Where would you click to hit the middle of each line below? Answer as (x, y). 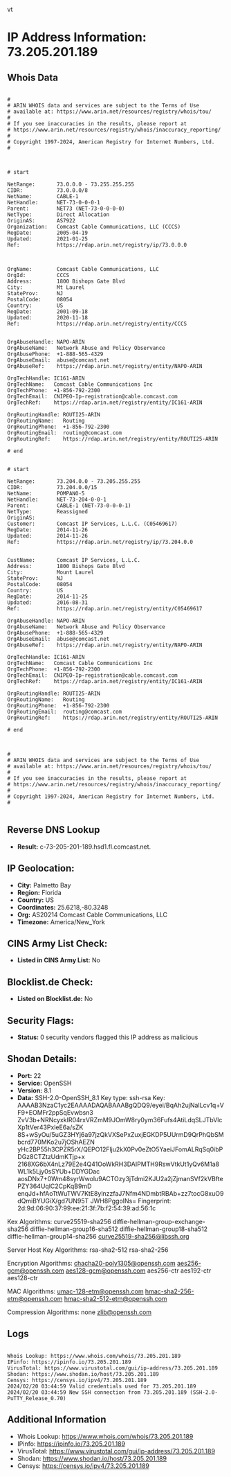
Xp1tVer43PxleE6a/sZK (50, 1127)
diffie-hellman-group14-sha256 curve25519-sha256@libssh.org (98, 1236)
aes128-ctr (22, 1277)
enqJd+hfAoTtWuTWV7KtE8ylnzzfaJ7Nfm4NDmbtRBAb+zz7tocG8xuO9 (120, 1193)
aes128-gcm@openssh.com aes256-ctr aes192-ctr (138, 1271)
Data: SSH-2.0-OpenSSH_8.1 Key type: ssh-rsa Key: (91, 1097)
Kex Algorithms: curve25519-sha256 (59, 1221)
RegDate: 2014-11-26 (48, 530)
